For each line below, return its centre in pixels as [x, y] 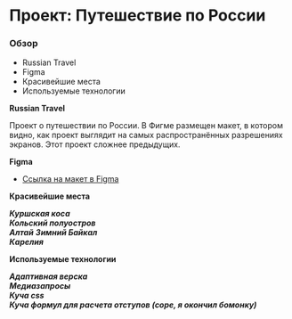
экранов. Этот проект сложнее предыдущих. [95, 144]
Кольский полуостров [53, 223]
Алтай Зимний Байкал [53, 233]
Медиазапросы [40, 286]
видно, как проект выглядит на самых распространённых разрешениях [146, 135]
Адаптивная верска [49, 276]
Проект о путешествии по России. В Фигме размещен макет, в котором [146, 126]
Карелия [27, 242]
